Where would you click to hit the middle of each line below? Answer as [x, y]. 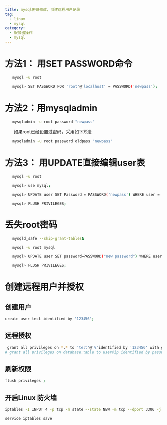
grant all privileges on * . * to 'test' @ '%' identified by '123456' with [83, 347]
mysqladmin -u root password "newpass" [54, 122]
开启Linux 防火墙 [31, 397]
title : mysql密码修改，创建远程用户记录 [43, 10]
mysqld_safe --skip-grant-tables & [48, 238]
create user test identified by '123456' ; [50, 319]
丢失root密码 [31, 225]
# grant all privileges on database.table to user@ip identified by [78, 352]
